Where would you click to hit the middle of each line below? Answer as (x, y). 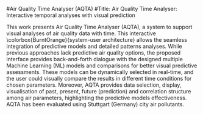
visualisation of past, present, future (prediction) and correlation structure (99, 91)
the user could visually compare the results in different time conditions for (99, 79)
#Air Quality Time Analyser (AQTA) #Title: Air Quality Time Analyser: (92, 9)
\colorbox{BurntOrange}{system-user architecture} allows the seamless (97, 40)
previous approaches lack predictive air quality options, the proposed (94, 53)
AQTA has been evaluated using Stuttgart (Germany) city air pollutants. (95, 104)
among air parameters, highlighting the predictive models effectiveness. (97, 98)
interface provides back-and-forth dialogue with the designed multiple (94, 59)
